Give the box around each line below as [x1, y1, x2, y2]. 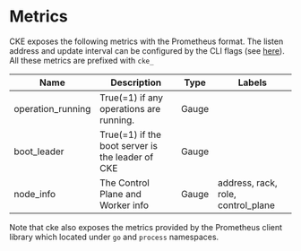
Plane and [99, 187, 142, 200]
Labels [237, 76, 267, 89]
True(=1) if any [99, 91, 164, 104]
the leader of [99, 151, 154, 163]
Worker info [99, 199, 150, 212]
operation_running [13, 102, 91, 115]
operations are [99, 102, 161, 115]
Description [110, 76, 162, 89]
